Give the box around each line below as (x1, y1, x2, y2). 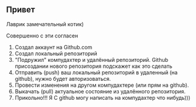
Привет (6, 5, 36, 15)
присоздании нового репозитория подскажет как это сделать (14, 62, 173, 70)
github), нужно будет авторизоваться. (14, 75, 111, 82)
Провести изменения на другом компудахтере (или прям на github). (14, 81, 189, 89)
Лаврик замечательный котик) (6, 20, 84, 27)
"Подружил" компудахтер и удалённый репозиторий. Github (14, 56, 169, 63)
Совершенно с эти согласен (6, 32, 78, 39)
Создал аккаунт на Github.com (14, 43, 93, 51)
